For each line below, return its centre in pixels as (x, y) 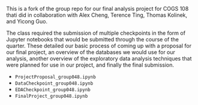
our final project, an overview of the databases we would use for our (91, 52)
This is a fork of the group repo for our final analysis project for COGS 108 (97, 9)
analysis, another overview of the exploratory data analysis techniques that (99, 58)
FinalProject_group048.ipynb (51, 96)
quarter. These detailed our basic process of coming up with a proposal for (99, 46)
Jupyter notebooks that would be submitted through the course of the (92, 39)
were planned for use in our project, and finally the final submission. (90, 65)
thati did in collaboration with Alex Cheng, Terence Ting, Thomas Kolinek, (97, 15)
